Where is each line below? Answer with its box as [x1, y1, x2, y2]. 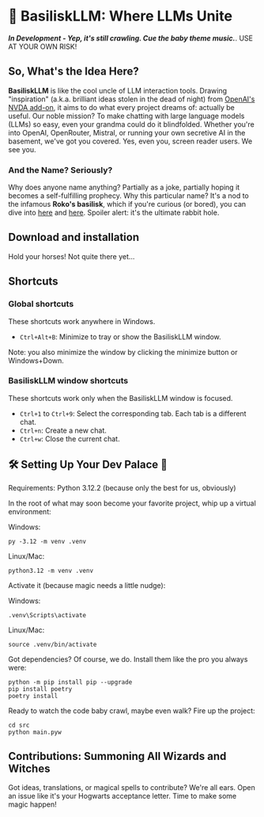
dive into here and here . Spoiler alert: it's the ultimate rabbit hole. [8, 208, 220, 217]
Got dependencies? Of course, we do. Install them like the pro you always [8, 654, 248, 664]
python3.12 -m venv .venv [8, 567, 93, 575]
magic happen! [8, 800, 57, 809]
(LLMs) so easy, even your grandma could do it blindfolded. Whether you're [8, 119, 255, 129]
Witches [8, 762, 51, 776]
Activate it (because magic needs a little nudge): [8, 580, 166, 590]
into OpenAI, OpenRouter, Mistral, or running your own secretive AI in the [8, 128, 246, 137]
